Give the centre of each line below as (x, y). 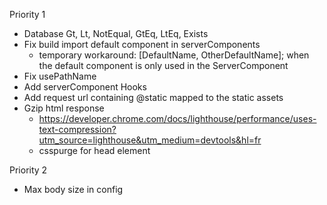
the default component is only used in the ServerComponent (163, 65)
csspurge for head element (94, 150)
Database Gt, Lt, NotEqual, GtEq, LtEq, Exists (116, 33)
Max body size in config (73, 189)
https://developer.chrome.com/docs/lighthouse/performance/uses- (177, 118)
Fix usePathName (60, 76)
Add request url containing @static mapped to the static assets (153, 97)
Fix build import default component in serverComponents (142, 44)
